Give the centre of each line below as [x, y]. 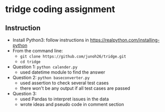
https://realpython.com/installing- [125, 40]
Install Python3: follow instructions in [51, 40]
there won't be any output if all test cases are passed [75, 88]
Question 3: [24, 94]
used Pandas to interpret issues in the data [64, 99]
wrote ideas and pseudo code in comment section [72, 104]
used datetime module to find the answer [63, 72]
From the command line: [38, 51]
